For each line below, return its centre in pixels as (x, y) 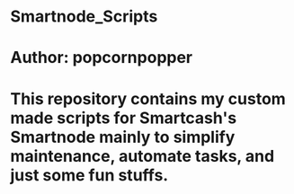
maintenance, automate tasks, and (143, 156)
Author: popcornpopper (102, 58)
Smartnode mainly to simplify (123, 137)
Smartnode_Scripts (84, 17)
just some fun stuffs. (89, 175)
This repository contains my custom (148, 98)
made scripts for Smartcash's (124, 118)
